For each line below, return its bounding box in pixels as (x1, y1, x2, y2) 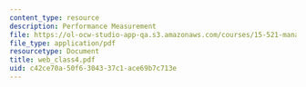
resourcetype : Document (9, 47, 100, 56)
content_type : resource (9, 13, 100, 23)
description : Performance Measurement (9, 22, 157, 31)
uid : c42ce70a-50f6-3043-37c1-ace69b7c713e (9, 64, 178, 73)
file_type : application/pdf (9, 38, 117, 48)
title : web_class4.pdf (9, 55, 96, 64)
